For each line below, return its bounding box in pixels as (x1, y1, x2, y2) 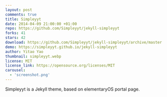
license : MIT (5, 58, 32, 63)
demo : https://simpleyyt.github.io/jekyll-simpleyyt (5, 44, 117, 49)
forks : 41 (5, 30, 26, 35)
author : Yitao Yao (5, 49, 43, 54)
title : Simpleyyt (5, 16, 41, 21)
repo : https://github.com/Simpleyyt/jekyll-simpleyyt (5, 26, 120, 31)
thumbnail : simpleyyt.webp (5, 53, 61, 59)
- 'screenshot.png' (9, 72, 50, 77)
